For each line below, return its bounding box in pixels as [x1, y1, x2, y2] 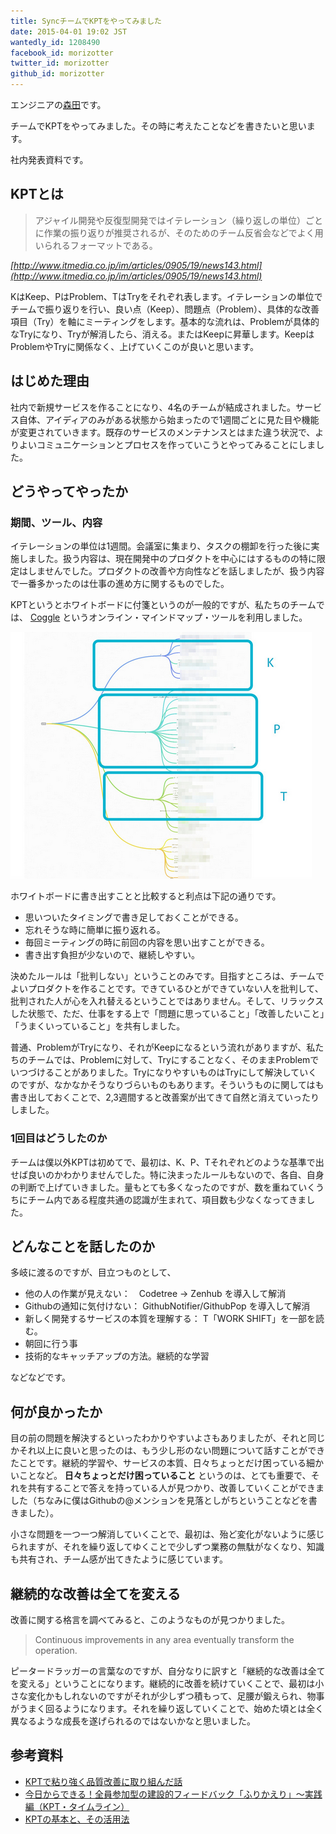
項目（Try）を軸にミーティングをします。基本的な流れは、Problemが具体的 [10, 315, 320, 327]
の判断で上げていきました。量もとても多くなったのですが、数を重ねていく [10, 1181, 317, 1193]
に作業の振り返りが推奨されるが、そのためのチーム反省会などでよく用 [34, 226, 324, 239]
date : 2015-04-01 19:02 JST [10, 26, 128, 37]
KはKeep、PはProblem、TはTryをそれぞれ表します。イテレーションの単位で [10, 290, 323, 302]
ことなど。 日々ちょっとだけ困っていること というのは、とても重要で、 [18, 1470, 312, 1482]
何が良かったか [10, 1403, 103, 1420]
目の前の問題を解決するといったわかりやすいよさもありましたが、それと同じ [10, 1432, 326, 1444]
